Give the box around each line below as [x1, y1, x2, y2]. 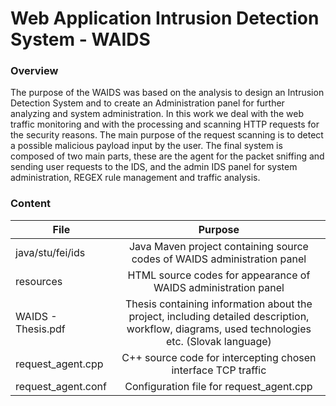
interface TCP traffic [171, 363, 267, 377]
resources [15, 274, 63, 288]
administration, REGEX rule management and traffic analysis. [10, 172, 261, 184]
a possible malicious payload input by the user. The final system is [10, 140, 283, 152]
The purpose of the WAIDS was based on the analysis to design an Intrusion [10, 87, 325, 99]
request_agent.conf [15, 379, 107, 393]
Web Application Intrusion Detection [10, 7, 320, 30]
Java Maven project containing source [128, 239, 309, 253]
